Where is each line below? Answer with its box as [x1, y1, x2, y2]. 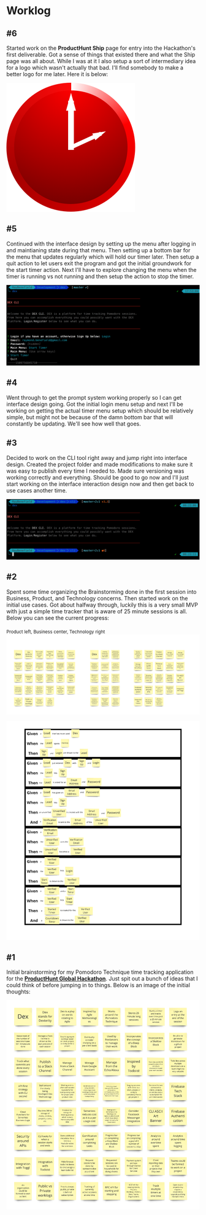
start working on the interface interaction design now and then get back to [6, 480, 194, 487]
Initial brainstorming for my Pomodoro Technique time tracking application [6, 968, 194, 976]
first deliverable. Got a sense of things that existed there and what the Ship [6, 51, 196, 58]
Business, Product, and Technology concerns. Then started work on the [6, 594, 188, 602]
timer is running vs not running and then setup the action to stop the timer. [6, 273, 194, 280]
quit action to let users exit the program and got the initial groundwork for [6, 259, 192, 267]
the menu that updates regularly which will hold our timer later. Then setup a [6, 253, 199, 260]
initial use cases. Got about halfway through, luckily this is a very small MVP [6, 601, 198, 608]
